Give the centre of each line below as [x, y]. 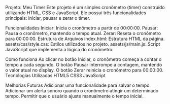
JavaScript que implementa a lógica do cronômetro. [60, 49]
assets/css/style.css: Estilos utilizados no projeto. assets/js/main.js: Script [83, 44]
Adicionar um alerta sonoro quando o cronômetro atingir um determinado [82, 91]
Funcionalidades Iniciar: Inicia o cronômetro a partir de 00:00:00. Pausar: [82, 28]
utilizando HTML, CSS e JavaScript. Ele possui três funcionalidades [76, 13]
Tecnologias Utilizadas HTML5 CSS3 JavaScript [55, 75]
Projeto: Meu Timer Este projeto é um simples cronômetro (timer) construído [85, 7]
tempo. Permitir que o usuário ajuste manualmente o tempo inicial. [74, 96]
